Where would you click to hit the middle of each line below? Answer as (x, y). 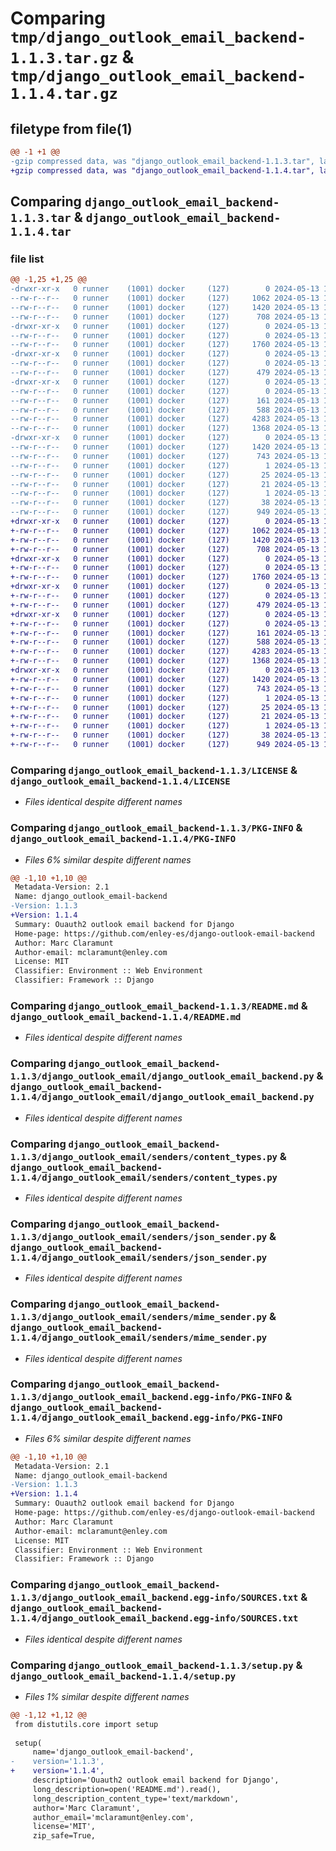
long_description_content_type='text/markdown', (136, 1798)
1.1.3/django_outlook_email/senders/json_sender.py (139, 1236)
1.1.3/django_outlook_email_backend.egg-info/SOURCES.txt (154, 1598)
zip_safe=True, (64, 1836)
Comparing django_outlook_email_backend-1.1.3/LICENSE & (154, 770)
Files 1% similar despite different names (107, 1696)
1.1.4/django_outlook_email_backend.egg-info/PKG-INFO (146, 1418)
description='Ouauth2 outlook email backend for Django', (156, 1780)
